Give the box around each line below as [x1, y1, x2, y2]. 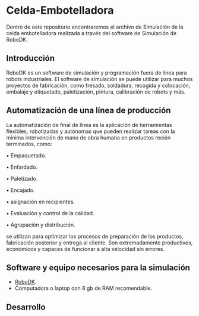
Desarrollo [6, 302, 46, 312]
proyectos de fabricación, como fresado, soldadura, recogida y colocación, [6, 82, 191, 89]
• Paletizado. [6, 175, 38, 182]
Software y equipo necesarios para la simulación [6, 262, 190, 272]
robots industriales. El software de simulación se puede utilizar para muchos [6, 75, 193, 82]
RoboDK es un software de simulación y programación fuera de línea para [6, 69, 187, 76]
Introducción [6, 53, 55, 63]
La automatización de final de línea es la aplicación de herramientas [6, 121, 172, 128]
